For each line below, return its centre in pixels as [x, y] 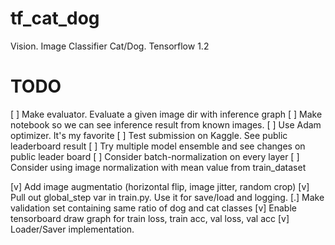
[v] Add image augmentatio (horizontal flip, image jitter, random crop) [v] [160, 186]
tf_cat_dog [55, 18]
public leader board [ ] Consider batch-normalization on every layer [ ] [155, 156]
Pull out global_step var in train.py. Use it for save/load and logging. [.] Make [167, 197]
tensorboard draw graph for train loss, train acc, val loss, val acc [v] [150, 218]
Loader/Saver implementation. [72, 229]
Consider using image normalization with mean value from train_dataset [158, 167]
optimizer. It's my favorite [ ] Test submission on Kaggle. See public [149, 135]
